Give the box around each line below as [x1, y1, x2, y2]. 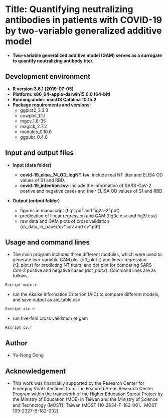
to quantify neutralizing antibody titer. [12, 57, 94, 64]
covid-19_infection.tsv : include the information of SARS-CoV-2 [20, 183, 151, 189]
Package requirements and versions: [12, 102, 91, 108]
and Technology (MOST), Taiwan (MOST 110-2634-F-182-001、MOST [12, 402, 157, 408]
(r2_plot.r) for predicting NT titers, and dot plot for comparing [12, 262, 139, 268]
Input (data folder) [12, 162, 52, 168]
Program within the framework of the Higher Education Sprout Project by [12, 391, 163, 397]
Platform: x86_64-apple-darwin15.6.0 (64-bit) [12, 91, 111, 97]
